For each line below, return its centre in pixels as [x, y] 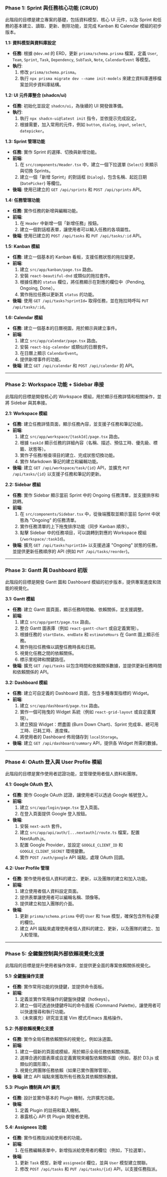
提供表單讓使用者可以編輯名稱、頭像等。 [61, 897]
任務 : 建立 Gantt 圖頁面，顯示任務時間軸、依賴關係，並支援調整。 [79, 609]
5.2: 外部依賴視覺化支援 [29, 1029]
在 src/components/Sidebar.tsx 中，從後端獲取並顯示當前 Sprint [85, 514]
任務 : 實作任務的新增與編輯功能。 [46, 211]
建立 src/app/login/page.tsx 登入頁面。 [61, 807]
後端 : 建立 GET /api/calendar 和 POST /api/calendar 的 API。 [74, 366]
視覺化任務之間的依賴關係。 [48, 653]
